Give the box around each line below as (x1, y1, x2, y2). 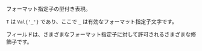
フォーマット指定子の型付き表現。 (6, 5, 91, 12)
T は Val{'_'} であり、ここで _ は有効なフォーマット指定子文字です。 (6, 18, 178, 25)
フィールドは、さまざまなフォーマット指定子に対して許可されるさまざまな (6, 31, 191, 38)
